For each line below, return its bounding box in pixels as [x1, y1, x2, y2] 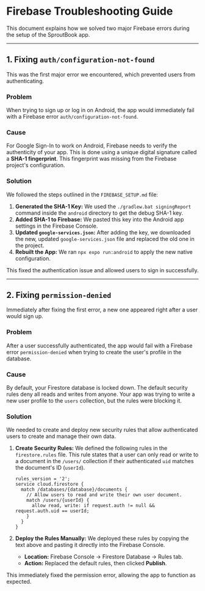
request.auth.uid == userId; [15, 508, 90, 515]
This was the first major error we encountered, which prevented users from [6, 70, 196, 78]
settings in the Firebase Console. [15, 222, 98, 229]
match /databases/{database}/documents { [21, 486, 128, 493]
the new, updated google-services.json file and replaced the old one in [15, 235, 195, 242]
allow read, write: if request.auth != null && [31, 503, 155, 509]
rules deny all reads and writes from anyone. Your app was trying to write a [6, 390, 195, 398]
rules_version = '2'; [15, 476, 70, 482]
